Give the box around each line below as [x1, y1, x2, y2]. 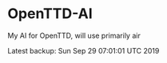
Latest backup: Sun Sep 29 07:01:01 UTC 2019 [7, 46, 160, 55]
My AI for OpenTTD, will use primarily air [7, 31, 141, 40]
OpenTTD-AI [7, 5, 93, 23]
